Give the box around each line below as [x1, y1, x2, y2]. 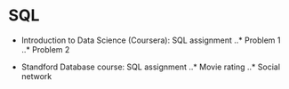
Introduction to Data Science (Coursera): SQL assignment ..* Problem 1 [20, 35, 281, 45]
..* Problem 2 [20, 44, 70, 54]
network [20, 70, 52, 81]
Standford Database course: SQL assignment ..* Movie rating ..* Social [20, 61, 281, 72]
